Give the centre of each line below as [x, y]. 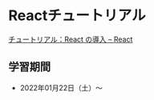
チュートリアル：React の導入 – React [71, 39]
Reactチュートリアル [77, 16]
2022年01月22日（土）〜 [61, 87]
